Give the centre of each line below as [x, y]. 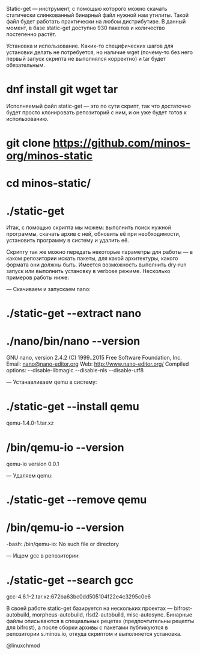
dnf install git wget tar [62, 89]
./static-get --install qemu [73, 406]
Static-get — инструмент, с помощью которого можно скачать [87, 9]
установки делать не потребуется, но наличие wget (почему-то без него [100, 52]
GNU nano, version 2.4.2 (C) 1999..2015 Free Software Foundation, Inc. [94, 358]
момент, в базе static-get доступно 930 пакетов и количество [86, 28]
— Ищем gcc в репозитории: [43, 556]
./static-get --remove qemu [77, 500]
